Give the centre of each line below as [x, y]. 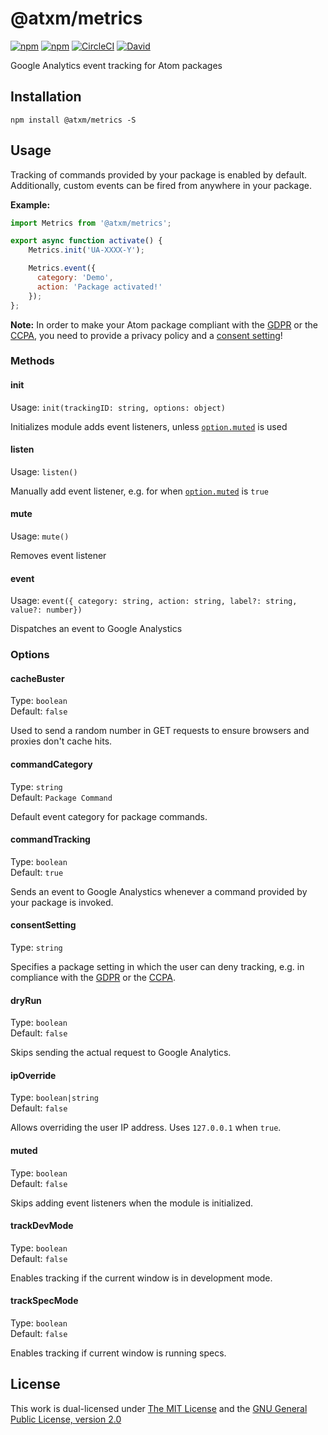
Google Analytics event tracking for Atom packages [116, 65]
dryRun [26, 1000]
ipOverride [33, 1075]
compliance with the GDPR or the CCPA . [93, 978]
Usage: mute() [40, 536]
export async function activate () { [86, 241]
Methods [32, 361]
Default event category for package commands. [109, 816]
